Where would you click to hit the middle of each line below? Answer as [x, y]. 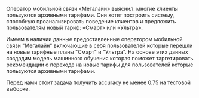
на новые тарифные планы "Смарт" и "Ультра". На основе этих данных [97, 52]
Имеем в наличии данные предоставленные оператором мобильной [94, 39]
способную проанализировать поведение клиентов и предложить [91, 21]
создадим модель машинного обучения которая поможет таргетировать [100, 58]
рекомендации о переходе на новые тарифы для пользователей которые [100, 65]
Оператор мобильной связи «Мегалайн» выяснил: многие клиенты [92, 9]
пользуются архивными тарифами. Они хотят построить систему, [90, 15]
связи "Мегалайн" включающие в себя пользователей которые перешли [99, 45]
